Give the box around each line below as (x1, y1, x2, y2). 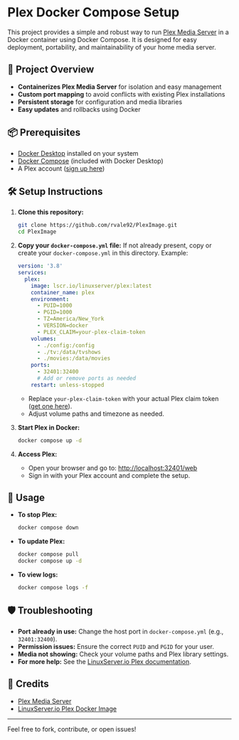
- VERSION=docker (36, 322, 89, 329)
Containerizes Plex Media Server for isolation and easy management (17, 82, 222, 91)
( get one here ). (28, 402, 73, 410)
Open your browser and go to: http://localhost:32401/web (28, 463, 198, 472)
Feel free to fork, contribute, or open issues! (7, 724, 137, 733)
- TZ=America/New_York (36, 316, 105, 323)
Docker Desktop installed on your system (17, 149, 139, 157)
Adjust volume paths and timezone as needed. (28, 409, 165, 418)
